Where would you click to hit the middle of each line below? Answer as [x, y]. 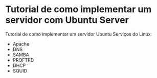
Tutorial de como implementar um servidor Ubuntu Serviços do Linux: [79, 34]
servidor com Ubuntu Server [67, 20]
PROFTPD [23, 60]
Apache [21, 44]
